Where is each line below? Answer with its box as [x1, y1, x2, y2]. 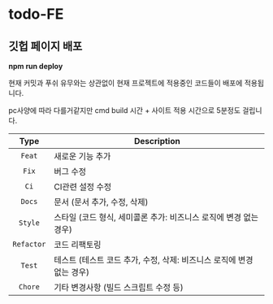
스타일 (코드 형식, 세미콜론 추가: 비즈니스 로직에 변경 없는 [54, 212, 258, 223]
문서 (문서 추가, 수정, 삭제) [54, 197, 149, 207]
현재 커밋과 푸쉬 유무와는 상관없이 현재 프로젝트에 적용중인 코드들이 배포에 [8, 78, 243, 88]
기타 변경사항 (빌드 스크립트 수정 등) [54, 282, 184, 293]
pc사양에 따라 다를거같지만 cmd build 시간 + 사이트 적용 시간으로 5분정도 [8, 106, 241, 115]
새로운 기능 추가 [54, 151, 111, 162]
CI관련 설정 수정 [54, 181, 112, 192]
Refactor [12, 240, 46, 249]
